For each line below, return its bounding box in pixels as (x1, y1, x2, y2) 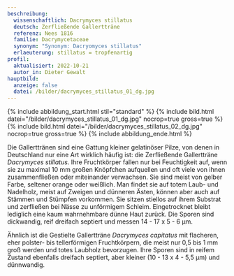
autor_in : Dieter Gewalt (13, 68, 86, 75)
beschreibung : (7, 10, 49, 17)
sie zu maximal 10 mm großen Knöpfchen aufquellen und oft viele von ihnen (7, 166, 226, 174)
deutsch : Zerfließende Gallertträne (13, 23, 120, 30)
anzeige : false (13, 82, 58, 89)
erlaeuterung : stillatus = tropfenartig (13, 50, 133, 57)
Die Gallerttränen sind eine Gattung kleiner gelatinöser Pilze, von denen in (7, 143, 220, 152)
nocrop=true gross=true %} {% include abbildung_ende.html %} (7, 130, 193, 138)
